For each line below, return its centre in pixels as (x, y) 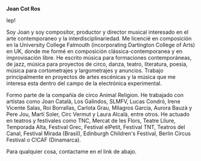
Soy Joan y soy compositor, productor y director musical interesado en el (97, 32)
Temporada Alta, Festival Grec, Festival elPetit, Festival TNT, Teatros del (96, 127)
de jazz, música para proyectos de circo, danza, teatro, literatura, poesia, (97, 64)
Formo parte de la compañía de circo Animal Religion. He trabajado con (95, 95)
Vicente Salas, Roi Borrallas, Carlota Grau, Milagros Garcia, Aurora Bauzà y (99, 108)
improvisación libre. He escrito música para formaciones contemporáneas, (99, 58)
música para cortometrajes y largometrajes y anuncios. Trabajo (85, 71)
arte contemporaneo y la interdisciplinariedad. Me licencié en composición (99, 38)
